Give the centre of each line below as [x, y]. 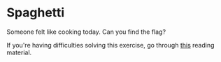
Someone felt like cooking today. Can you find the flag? [86, 32]
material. [19, 52]
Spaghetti [36, 13]
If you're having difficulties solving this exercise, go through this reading [110, 45]
